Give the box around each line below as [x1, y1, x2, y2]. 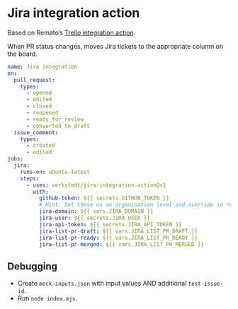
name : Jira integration [7, 63, 78, 70]
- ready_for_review [25, 115, 84, 123]
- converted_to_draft [25, 122, 91, 129]
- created [25, 142, 55, 149]
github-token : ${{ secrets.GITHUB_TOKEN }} [38, 194, 170, 202]
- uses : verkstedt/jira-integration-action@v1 [25, 182, 166, 189]
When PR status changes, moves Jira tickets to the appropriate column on [7, 42, 224, 50]
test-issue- [188, 281, 223, 288]
